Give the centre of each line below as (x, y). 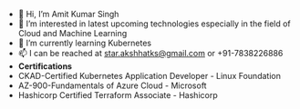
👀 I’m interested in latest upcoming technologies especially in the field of (155, 24)
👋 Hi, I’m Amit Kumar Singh (68, 14)
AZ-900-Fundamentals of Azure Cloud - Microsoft (112, 85)
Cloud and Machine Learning (72, 33)
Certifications (45, 66)
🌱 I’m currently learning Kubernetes (85, 43)
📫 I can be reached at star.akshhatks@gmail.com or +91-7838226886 (150, 53)
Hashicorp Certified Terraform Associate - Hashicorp (118, 95)
